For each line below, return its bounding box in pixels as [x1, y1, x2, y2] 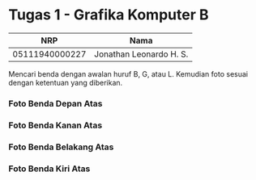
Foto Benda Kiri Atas [8, 163, 91, 174]
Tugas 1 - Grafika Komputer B [8, 6, 209, 24]
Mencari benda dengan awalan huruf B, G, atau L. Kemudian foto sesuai [8, 69, 249, 78]
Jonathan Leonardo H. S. [94, 48, 189, 60]
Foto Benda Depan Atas [8, 98, 103, 109]
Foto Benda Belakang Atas [8, 141, 114, 153]
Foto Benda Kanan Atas [8, 119, 103, 131]
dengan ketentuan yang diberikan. [8, 77, 123, 87]
